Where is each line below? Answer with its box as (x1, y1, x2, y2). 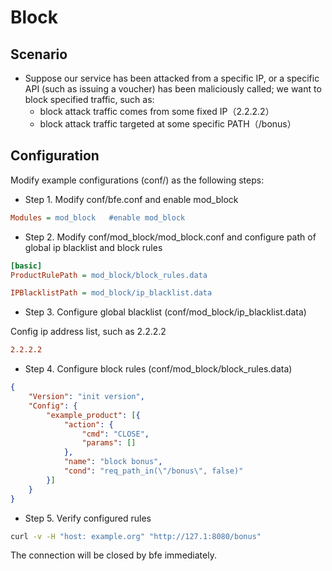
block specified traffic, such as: (24, 94, 155, 105)
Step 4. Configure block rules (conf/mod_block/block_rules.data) (24, 363, 293, 375)
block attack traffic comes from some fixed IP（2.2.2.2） (39, 106, 275, 117)
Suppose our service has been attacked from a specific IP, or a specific (24, 72, 320, 84)
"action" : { (63, 419, 114, 430)
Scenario (10, 46, 68, 63)
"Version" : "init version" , (28, 392, 145, 402)
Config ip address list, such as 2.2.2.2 (10, 326, 167, 338)
